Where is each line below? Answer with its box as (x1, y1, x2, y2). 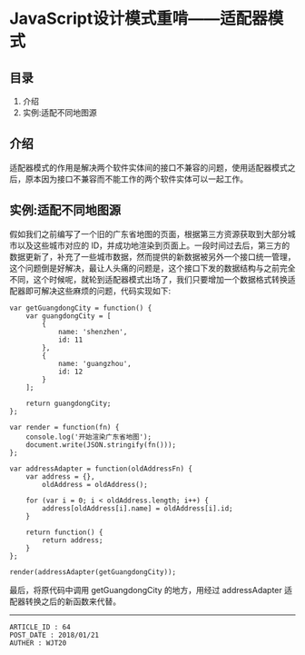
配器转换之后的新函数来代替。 (9, 596, 121, 607)
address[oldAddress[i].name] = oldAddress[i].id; (42, 503, 233, 513)
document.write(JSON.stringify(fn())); (25, 440, 177, 450)
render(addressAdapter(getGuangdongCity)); (9, 567, 177, 577)
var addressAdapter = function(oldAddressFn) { (9, 464, 193, 473)
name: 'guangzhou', (57, 359, 132, 368)
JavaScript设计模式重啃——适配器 (9, 8, 268, 29)
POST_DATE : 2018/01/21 (9, 630, 100, 640)
